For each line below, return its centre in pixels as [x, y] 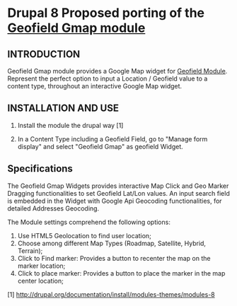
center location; [40, 281]
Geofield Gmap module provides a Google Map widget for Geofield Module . [117, 71]
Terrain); [30, 251]
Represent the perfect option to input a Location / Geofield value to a [108, 78]
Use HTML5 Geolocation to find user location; [85, 235]
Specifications [40, 169]
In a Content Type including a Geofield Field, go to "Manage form [112, 139]
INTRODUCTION [44, 54]
